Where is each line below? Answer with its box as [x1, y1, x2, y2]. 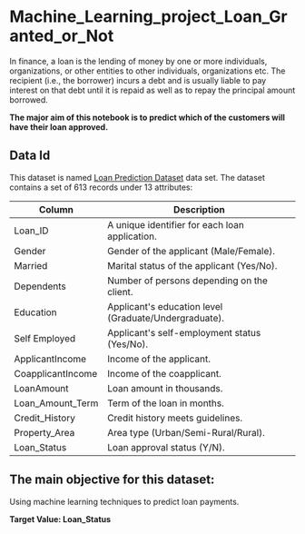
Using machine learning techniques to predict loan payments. [9, 496, 240, 507]
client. [107, 285, 133, 298]
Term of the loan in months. [107, 397, 225, 410]
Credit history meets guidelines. [107, 411, 243, 424]
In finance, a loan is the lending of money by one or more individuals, [9, 55, 268, 66]
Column [38, 203, 74, 215]
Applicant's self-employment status [107, 326, 261, 339]
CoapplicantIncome [14, 367, 98, 380]
